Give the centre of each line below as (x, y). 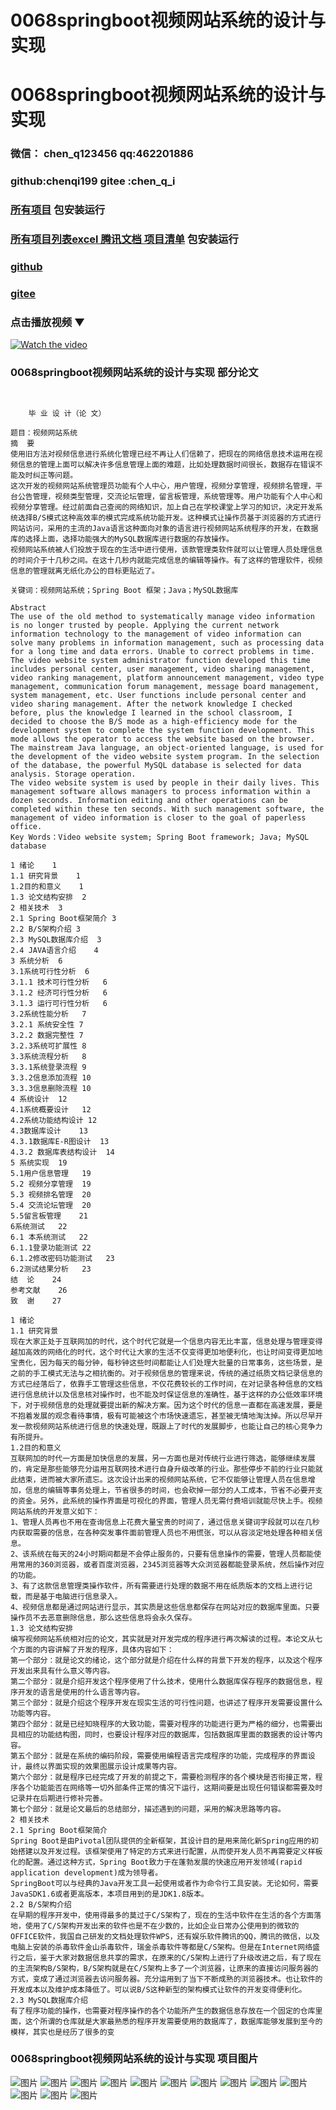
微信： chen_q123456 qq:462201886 (102, 154)
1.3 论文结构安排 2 (48, 897)
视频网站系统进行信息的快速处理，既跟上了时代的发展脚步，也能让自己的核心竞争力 (177, 1426)
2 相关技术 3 (36, 907)
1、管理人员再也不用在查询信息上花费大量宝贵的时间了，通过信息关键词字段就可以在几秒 (165, 1522)
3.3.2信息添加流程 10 (51, 1077)
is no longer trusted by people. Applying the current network (145, 625)
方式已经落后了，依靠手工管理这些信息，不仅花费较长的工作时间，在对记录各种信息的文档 (166, 1384)
